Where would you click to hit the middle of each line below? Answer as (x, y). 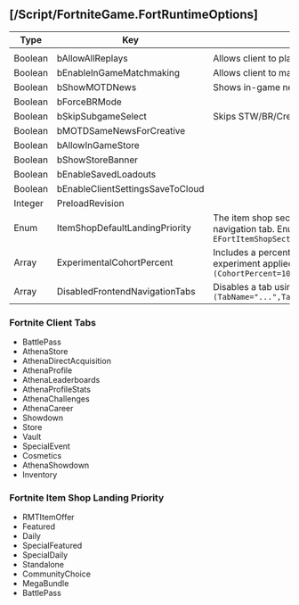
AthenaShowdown (56, 465)
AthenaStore (45, 352)
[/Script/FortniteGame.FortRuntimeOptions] (133, 15)
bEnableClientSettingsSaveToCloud (130, 188)
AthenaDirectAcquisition (66, 361)
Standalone (43, 565)
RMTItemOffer (48, 518)
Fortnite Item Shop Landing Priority (87, 498)
